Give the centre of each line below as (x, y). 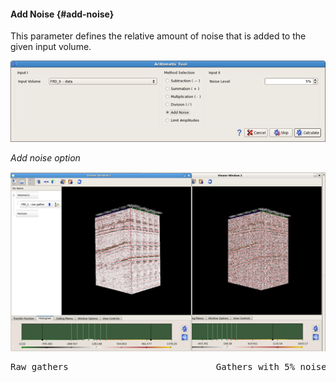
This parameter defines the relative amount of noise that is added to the (158, 36)
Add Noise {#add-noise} (62, 14)
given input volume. (51, 47)
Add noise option (45, 157)
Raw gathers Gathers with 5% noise (168, 366)
